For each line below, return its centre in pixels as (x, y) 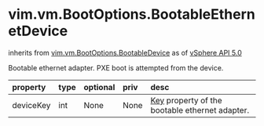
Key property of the (186, 100)
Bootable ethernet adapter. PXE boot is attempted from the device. (116, 67)
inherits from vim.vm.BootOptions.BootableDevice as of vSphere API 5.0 (125, 52)
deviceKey (31, 105)
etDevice (38, 31)
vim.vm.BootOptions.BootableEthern (132, 14)
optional (99, 87)
